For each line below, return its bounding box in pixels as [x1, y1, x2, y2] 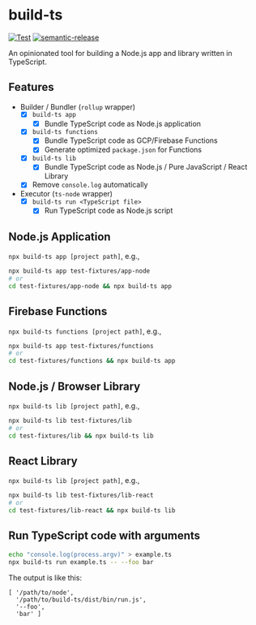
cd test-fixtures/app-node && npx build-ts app [8, 282, 173, 290]
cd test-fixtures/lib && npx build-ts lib [8, 432, 154, 440]
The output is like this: [8, 572, 83, 582]
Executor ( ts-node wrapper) [19, 189, 113, 199]
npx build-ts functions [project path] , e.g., [8, 326, 162, 336]
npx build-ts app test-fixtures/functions [8, 342, 154, 350]
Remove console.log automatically [32, 180, 148, 190]
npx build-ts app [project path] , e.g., [8, 252, 140, 261]
